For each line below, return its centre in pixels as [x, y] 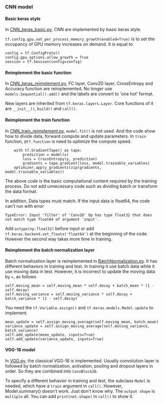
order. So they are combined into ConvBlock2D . [51, 371]
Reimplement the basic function [38, 73]
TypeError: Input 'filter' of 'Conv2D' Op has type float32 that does [79, 215]
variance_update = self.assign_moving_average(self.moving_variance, [78, 326]
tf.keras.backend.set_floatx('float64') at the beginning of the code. [77, 234]
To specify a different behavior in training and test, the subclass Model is [78, 380]
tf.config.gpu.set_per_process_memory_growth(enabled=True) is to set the [80, 39]
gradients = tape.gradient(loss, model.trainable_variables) [86, 163]
